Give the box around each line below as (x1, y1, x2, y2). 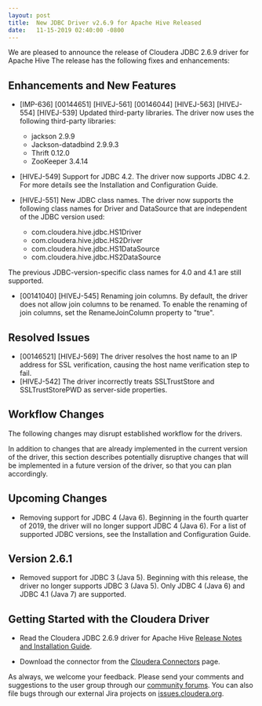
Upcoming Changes (8, 492, 107, 506)
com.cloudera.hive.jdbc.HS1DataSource (31, 245, 160, 254)
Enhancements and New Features (8, 79, 176, 92)
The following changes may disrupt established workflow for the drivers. (8, 428, 243, 438)
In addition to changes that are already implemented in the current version (8, 443, 248, 453)
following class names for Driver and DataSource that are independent (19, 204, 247, 213)
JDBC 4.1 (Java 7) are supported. (19, 590, 127, 599)
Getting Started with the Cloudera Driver (8, 612, 210, 626)
